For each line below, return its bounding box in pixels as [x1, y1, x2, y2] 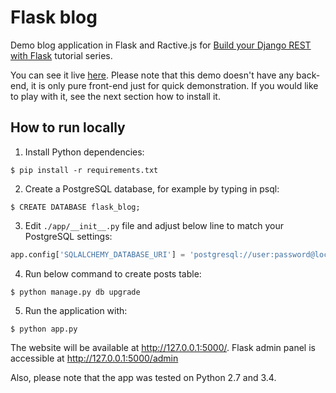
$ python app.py [10, 324, 78, 334]
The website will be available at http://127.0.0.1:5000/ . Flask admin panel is [10, 341, 316, 353]
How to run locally [10, 119, 126, 136]
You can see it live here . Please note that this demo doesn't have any [10, 69, 295, 81]
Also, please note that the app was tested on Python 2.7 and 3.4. [10, 371, 277, 383]
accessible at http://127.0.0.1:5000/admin [10, 352, 179, 364]
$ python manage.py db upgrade [10, 287, 141, 297]
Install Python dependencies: [24, 146, 145, 158]
